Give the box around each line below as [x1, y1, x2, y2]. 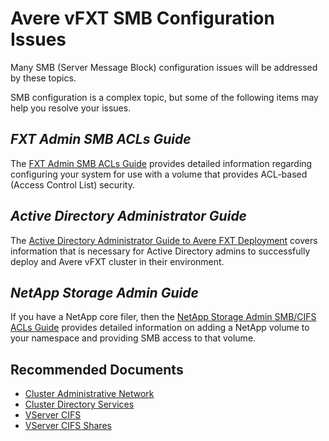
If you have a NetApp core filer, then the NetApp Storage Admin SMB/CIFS [10, 311, 317, 323]
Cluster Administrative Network [24, 388, 155, 400]
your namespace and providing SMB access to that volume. [10, 332, 257, 344]
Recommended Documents [10, 361, 184, 378]
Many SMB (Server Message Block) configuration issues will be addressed [10, 61, 318, 73]
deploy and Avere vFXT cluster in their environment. [10, 255, 225, 267]
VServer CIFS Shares [24, 420, 112, 432]
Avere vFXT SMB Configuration [10, 7, 275, 30]
